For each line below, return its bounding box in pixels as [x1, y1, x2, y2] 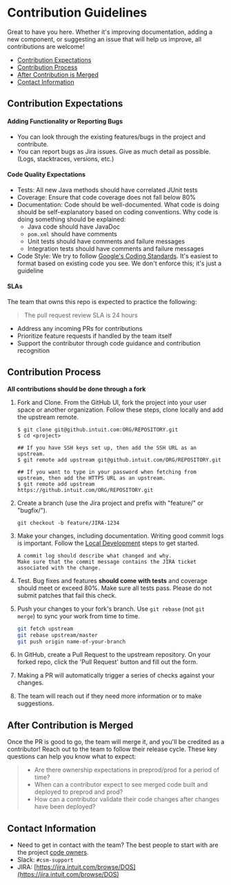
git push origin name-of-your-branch [17, 638, 126, 645]
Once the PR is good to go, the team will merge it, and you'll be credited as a [7, 738, 225, 746]
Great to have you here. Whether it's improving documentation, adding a [7, 28, 212, 36]
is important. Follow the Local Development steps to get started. [17, 539, 199, 547]
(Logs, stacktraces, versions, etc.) [17, 154, 114, 163]
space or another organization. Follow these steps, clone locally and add [17, 406, 224, 414]
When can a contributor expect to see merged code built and [34, 781, 208, 789]
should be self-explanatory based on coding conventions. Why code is [17, 207, 219, 216]
